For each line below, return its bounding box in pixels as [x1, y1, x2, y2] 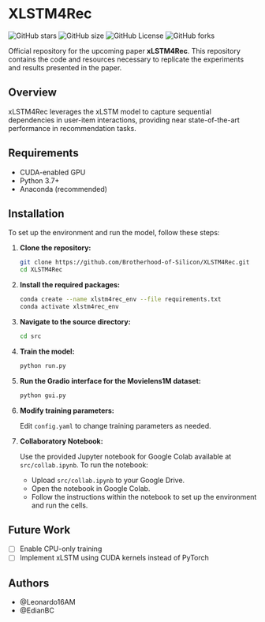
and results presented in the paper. [8, 62, 122, 72]
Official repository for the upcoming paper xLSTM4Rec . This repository [8, 46, 241, 55]
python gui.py [19, 392, 66, 399]
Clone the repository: [19, 243, 91, 253]
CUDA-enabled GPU [19, 167, 86, 177]
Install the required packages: [19, 280, 121, 290]
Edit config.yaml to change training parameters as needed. [19, 421, 211, 430]
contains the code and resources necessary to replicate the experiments [8, 54, 244, 64]
